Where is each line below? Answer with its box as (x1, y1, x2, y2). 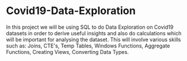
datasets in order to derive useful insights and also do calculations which (6, 29, 182, 36)
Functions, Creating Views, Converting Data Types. (6, 48, 129, 55)
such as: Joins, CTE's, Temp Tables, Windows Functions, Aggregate (6, 42, 171, 49)
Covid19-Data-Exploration (6, 4, 136, 18)
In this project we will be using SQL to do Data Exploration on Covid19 (6, 23, 174, 30)
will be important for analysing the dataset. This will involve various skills (6, 36, 181, 43)
